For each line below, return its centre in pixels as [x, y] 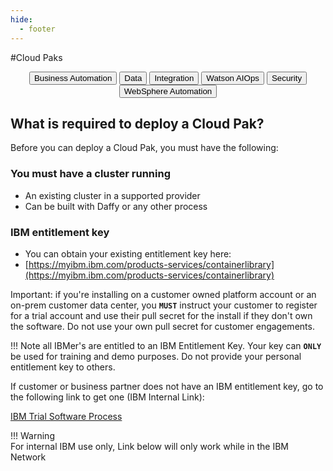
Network [28, 457]
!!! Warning [32, 435]
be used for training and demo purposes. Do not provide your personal [156, 356]
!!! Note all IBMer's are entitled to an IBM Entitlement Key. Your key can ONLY [166, 345]
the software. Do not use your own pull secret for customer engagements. [162, 326]
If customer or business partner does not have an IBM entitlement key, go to [167, 386]
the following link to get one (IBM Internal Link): [107, 397]
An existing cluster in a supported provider [112, 195]
